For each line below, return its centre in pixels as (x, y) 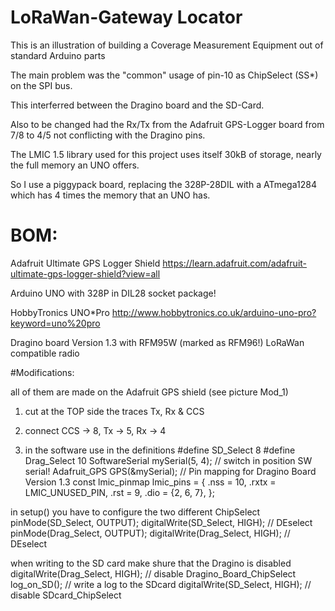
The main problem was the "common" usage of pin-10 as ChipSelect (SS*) (164, 75)
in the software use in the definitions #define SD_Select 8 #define (160, 450)
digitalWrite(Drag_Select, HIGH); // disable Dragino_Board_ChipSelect (153, 573)
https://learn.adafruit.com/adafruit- (235, 263)
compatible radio (45, 353)
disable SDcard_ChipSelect (66, 595)
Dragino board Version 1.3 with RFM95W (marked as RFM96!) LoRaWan (157, 342)
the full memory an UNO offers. (75, 165)
